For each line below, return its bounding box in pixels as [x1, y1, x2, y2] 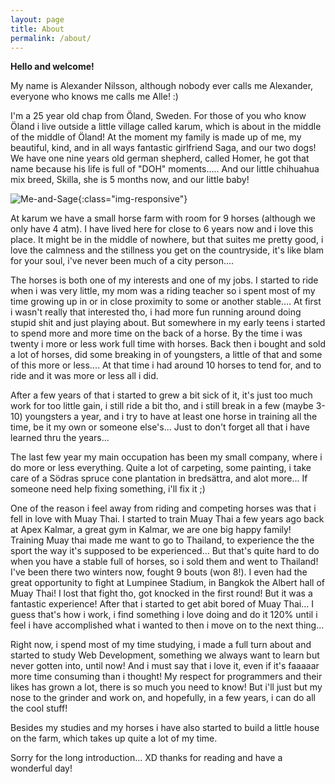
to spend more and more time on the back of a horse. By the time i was [10, 327, 303, 340]
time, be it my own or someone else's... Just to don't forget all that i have [10, 421, 310, 433]
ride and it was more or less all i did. [10, 370, 159, 382]
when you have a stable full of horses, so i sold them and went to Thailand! [10, 556, 319, 568]
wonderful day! [10, 762, 73, 775]
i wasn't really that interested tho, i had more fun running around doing [10, 306, 302, 318]
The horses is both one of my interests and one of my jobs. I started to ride [10, 274, 319, 286]
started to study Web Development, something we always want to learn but [10, 649, 320, 661]
